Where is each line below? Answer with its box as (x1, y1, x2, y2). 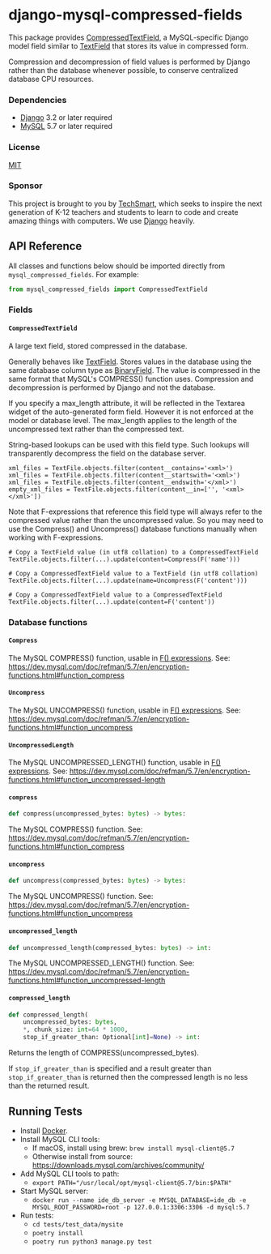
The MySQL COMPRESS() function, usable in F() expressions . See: (8, 653, 231, 662)
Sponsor (8, 180, 43, 191)
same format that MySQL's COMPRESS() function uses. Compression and (8, 374, 254, 383)
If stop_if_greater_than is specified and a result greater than (8, 1064, 212, 1073)
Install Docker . (19, 1125, 68, 1136)
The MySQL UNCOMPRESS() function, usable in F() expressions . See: (8, 705, 241, 715)
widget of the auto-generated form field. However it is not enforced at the (8, 407, 254, 417)
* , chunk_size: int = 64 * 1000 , (23, 1025, 129, 1034)
